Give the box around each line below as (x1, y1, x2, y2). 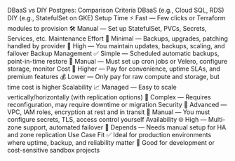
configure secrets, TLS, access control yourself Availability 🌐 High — (7, 115, 207, 123)
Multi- (208, 115, 226, 123)
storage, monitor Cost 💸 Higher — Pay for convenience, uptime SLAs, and (7, 64, 221, 73)
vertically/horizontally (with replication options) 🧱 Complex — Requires (7, 93, 212, 101)
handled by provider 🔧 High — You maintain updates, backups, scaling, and (7, 42, 226, 50)
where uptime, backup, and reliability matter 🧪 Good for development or (7, 139, 215, 146)
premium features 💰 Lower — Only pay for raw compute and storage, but (7, 73, 220, 80)
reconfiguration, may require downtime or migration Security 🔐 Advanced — (7, 101, 227, 108)
